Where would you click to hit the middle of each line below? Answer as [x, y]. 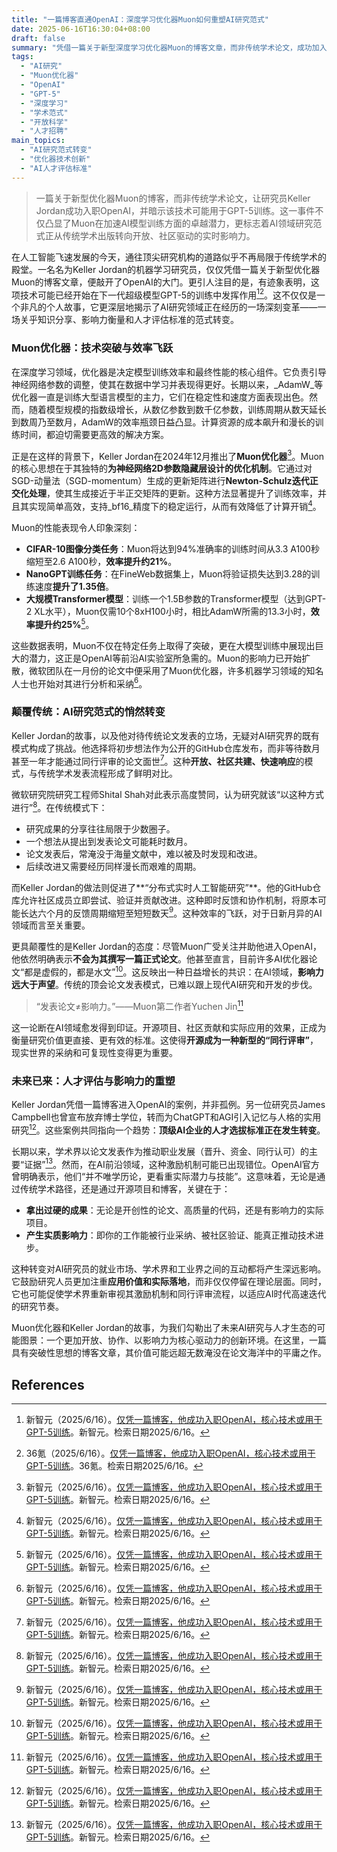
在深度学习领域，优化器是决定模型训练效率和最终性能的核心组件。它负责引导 [169, 372]
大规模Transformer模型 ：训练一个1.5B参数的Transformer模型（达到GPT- [176, 598]
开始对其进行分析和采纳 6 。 [92, 683]
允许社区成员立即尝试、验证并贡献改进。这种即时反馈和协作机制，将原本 [168, 900]
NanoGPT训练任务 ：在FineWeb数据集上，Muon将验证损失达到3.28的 [168, 573]
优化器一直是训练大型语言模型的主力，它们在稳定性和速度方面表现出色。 [160, 397]
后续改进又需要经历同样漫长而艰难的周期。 [113, 866]
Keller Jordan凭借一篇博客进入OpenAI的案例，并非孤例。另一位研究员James [168, 1105]
